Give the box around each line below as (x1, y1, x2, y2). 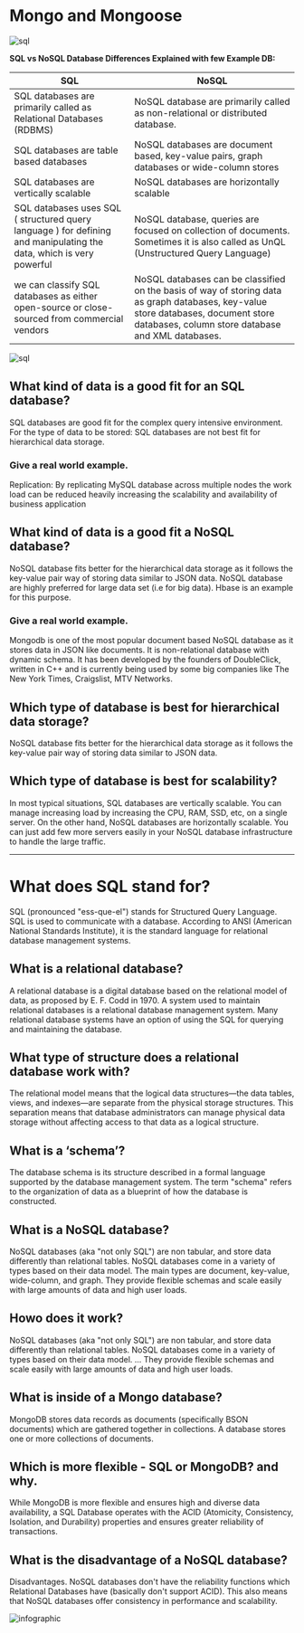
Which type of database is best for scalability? (9, 774, 278, 789)
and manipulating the (14, 235, 104, 248)
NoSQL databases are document (134, 138, 273, 150)
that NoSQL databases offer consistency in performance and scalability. (9, 1596, 278, 1607)
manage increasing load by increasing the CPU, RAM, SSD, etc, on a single (9, 807, 288, 818)
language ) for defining (14, 223, 111, 236)
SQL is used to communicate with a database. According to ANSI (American (9, 916, 292, 926)
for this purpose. (9, 592, 71, 603)
